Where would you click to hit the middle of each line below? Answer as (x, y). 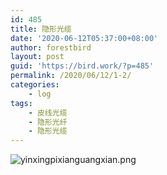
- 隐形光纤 (48, 122)
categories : (35, 85)
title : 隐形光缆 (41, 29)
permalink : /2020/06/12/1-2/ (71, 76)
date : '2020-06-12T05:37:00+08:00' (84, 38)
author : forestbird (51, 47)
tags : (21, 103)
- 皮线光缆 (48, 112)
